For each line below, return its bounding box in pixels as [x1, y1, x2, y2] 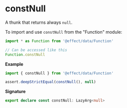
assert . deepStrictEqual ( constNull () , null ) [5, 80, 96, 85]
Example [5, 61, 24, 67]
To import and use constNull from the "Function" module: [5, 29, 123, 35]
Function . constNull [5, 52, 45, 57]
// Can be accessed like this [5, 48, 68, 53]
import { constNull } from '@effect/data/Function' [5, 70, 114, 76]
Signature [5, 89, 26, 95]
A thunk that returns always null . [5, 19, 73, 25]
